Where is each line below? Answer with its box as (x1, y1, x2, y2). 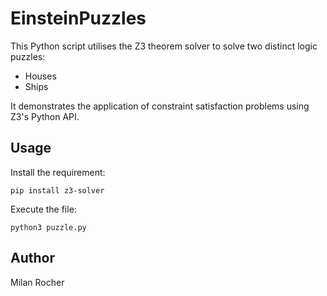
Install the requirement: (10, 166, 106, 178)
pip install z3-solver (10, 185, 105, 196)
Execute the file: (10, 203, 77, 215)
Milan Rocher (10, 276, 65, 288)
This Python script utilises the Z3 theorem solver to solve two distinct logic (10, 40, 318, 52)
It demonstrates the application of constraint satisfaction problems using (10, 100, 310, 112)
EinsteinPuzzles (10, 7, 147, 30)
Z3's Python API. (10, 110, 80, 122)
